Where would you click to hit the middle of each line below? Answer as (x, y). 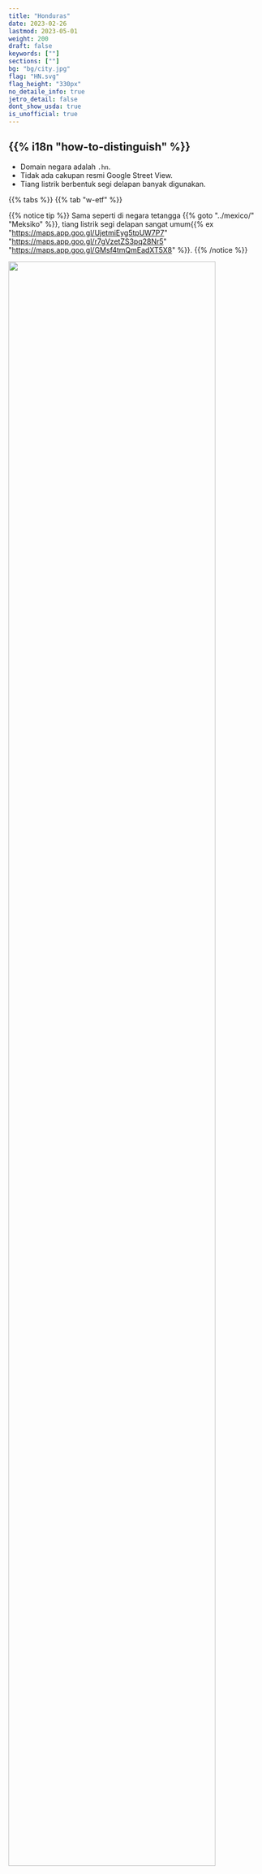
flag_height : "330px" (45, 84)
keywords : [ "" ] (34, 54)
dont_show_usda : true (45, 106)
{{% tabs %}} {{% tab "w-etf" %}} (66, 199)
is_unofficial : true (43, 115)
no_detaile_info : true (47, 91)
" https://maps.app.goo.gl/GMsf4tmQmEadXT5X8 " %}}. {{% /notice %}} (128, 249)
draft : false (30, 46)
